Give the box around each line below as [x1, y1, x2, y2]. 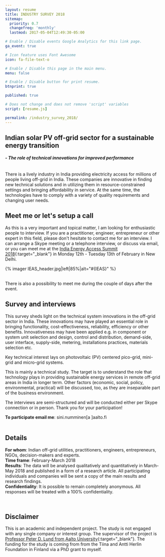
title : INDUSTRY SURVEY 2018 [5, 12, 65, 17]
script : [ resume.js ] [5, 106, 48, 111]
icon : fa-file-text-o [5, 57, 50, 62]
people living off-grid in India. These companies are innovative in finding [5, 176, 152, 182]
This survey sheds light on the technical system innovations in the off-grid [5, 313, 156, 319]
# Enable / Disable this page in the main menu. [5, 66, 107, 71]
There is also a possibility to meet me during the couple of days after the [5, 280, 153, 286]
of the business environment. [5, 390, 65, 396]
